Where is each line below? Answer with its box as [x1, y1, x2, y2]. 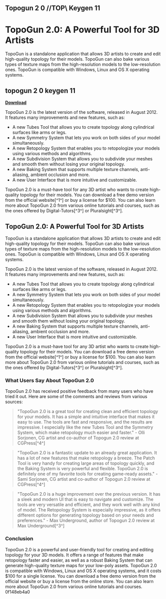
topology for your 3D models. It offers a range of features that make [5, 552, 144, 558]
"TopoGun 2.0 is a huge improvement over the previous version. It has [17, 491, 161, 497]
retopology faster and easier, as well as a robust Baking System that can [5, 557, 153, 563]
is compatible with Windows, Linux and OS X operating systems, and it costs [5, 568, 162, 574]
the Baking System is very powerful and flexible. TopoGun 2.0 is [17, 466, 149, 472]
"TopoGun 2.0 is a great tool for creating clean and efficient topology [17, 409, 159, 415]
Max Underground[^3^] [17, 523, 65, 529]
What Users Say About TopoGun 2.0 [5, 377, 94, 384]
